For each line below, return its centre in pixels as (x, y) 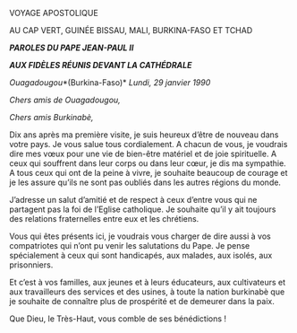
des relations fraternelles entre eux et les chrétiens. (104, 219)
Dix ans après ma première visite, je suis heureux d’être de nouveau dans (144, 135)
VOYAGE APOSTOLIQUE (54, 13)
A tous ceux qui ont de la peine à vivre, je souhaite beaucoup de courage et (148, 173)
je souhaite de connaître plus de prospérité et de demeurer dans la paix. (142, 301)
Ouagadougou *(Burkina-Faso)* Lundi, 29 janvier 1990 (110, 83)
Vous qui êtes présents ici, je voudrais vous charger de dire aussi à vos (140, 236)
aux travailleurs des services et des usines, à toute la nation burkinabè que (147, 292)
